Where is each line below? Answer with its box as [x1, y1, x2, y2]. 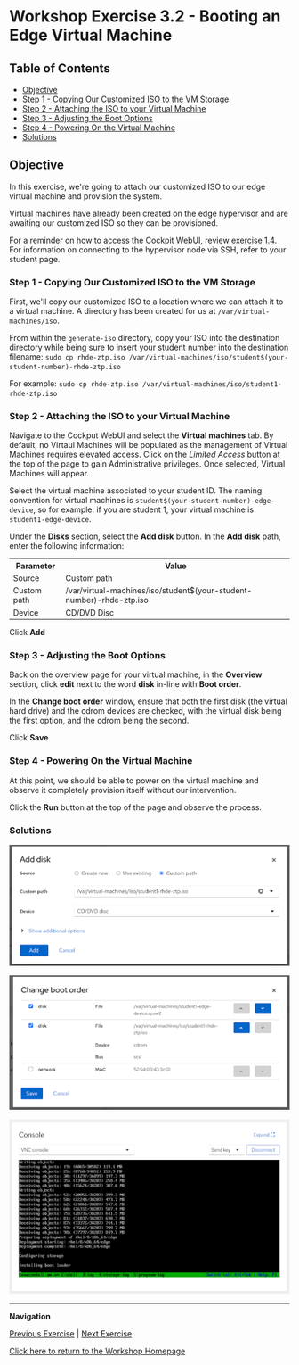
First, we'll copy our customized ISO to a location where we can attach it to [9, 296, 284, 307]
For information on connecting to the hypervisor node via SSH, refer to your [9, 244, 287, 255]
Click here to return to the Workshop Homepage [9, 1345, 186, 1356]
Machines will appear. [9, 468, 90, 479]
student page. [9, 253, 61, 264]
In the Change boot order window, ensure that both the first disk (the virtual [9, 696, 287, 707]
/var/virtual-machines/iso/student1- [141, 380, 282, 389]
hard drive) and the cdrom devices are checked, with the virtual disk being [9, 706, 282, 716]
